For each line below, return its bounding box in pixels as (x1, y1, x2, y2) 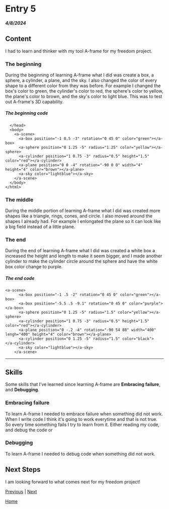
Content (5, 35, 32, 43)
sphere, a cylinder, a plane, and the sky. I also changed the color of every (5, 77, 157, 83)
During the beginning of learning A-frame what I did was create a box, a (5, 71, 154, 78)
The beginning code (5, 110, 48, 116)
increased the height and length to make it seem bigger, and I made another (5, 253, 162, 259)
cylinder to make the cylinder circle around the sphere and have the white (5, 258, 158, 264)
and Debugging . (5, 387, 39, 393)
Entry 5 (5, 3, 36, 15)
